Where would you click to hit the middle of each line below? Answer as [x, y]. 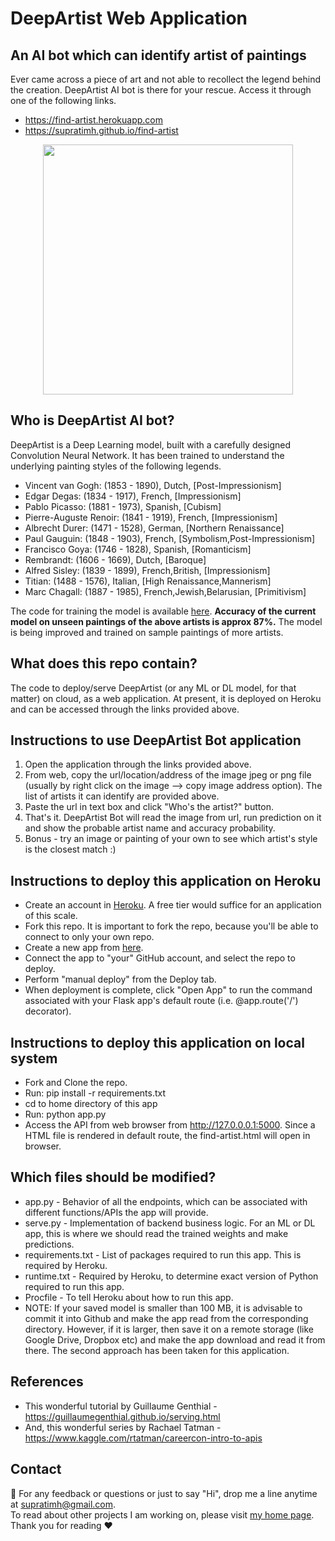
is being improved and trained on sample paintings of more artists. [147, 632]
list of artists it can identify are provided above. [122, 796]
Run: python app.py [65, 1114]
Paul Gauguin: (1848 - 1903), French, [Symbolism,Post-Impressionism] [170, 538]
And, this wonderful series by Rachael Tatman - [123, 1427]
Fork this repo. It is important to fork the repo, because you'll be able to [171, 926]
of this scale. [51, 916]
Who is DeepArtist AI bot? [92, 420]
